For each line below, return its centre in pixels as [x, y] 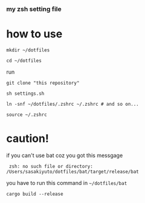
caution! [28, 139]
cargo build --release [35, 194]
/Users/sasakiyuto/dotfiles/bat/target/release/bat [72, 172]
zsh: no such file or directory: [51, 166]
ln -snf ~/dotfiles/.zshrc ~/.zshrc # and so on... [72, 104]
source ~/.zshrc [27, 114]
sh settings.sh [25, 93]
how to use [34, 34]
